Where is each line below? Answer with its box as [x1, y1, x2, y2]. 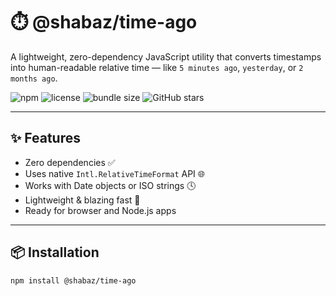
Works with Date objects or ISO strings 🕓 [24, 179, 197, 191]
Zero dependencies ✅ [24, 156, 116, 168]
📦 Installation [10, 244, 100, 261]
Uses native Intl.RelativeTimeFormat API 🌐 [24, 167, 205, 179]
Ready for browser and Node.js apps [24, 204, 177, 216]
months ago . [10, 72, 58, 84]
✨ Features [10, 130, 81, 147]
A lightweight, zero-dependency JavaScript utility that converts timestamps [10, 50, 322, 63]
